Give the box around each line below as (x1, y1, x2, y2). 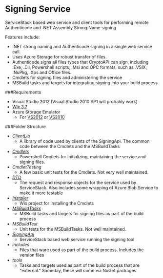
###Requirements (5, 89, 41, 95)
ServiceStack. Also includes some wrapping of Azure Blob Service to (19, 185, 159, 190)
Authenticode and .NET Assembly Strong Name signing (5, 24, 117, 30)
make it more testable (19, 190, 63, 196)
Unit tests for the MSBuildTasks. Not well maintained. (19, 226, 126, 232)
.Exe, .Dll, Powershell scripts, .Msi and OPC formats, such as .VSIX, (12, 64, 147, 70)
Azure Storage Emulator (12, 109, 61, 115)
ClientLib (12, 133, 30, 139)
